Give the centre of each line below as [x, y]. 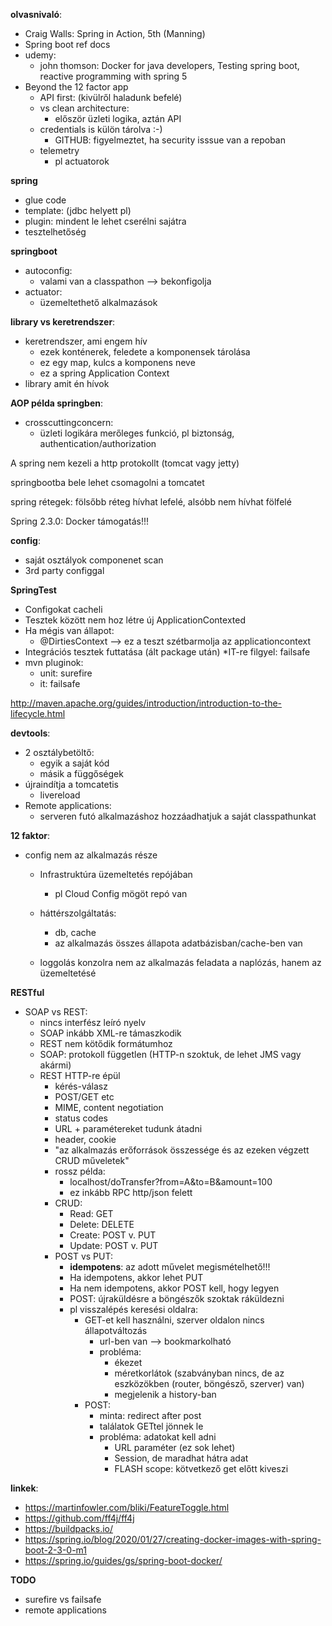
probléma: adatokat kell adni [158, 1437]
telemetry [59, 150]
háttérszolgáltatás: [78, 913]
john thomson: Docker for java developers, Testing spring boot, [169, 65]
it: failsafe [60, 683]
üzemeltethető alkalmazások [98, 302]
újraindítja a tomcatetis [71, 784]
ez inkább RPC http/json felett [131, 1192]
